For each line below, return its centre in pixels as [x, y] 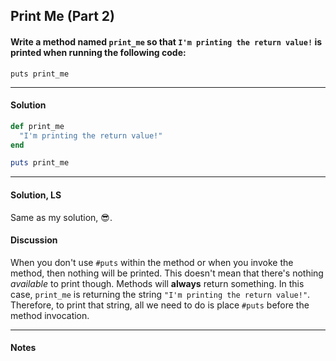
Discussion [34, 240]
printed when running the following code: [98, 52]
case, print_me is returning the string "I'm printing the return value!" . [160, 294]
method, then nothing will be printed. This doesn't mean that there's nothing [167, 273]
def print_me [37, 126]
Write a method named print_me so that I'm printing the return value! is [166, 41]
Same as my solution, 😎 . [61, 217]
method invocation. [50, 315]
